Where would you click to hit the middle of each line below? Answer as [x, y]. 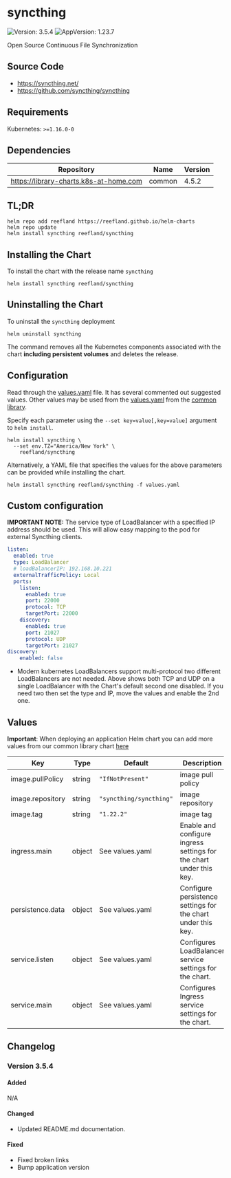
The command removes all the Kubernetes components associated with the [114, 347]
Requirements [38, 112]
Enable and [198, 825]
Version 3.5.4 [30, 1066]
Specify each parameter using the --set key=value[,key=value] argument [112, 420]
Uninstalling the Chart [55, 305]
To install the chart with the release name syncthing [80, 271]
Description [202, 763]
